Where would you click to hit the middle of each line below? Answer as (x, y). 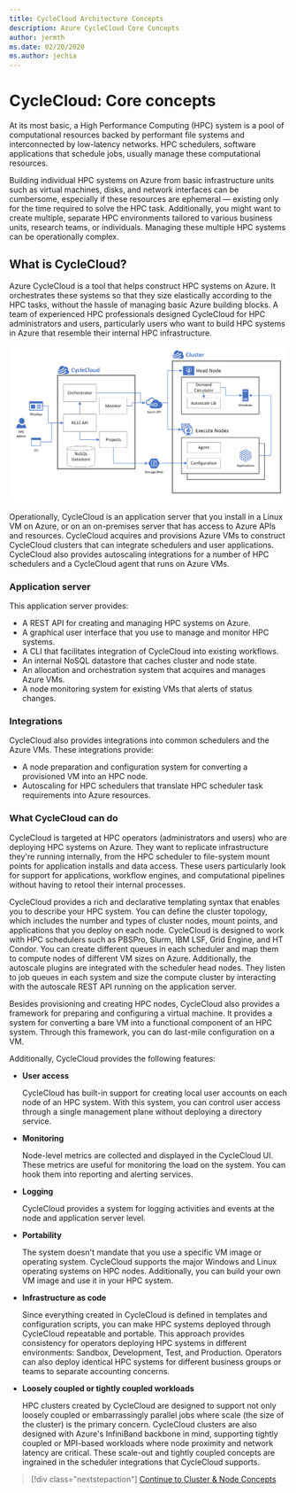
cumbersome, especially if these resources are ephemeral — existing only (144, 199)
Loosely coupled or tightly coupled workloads (108, 1388)
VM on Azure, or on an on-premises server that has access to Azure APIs (143, 526)
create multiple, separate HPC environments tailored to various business (141, 218)
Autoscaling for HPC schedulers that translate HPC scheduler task (142, 786)
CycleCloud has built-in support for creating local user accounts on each (154, 1093)
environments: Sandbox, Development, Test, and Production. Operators (152, 1352)
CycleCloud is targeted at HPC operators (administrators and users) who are (148, 838)
